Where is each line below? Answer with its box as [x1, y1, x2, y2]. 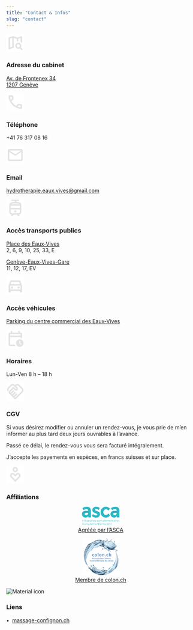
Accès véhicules [6, 304, 56, 312]
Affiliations [6, 492, 40, 501]
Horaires [6, 357, 32, 365]
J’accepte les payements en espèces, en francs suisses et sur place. [6, 453, 176, 461]
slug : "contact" [6, 16, 47, 22]
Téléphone [6, 120, 38, 129]
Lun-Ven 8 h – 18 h [6, 371, 52, 378]
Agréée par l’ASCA [77, 526, 124, 534]
